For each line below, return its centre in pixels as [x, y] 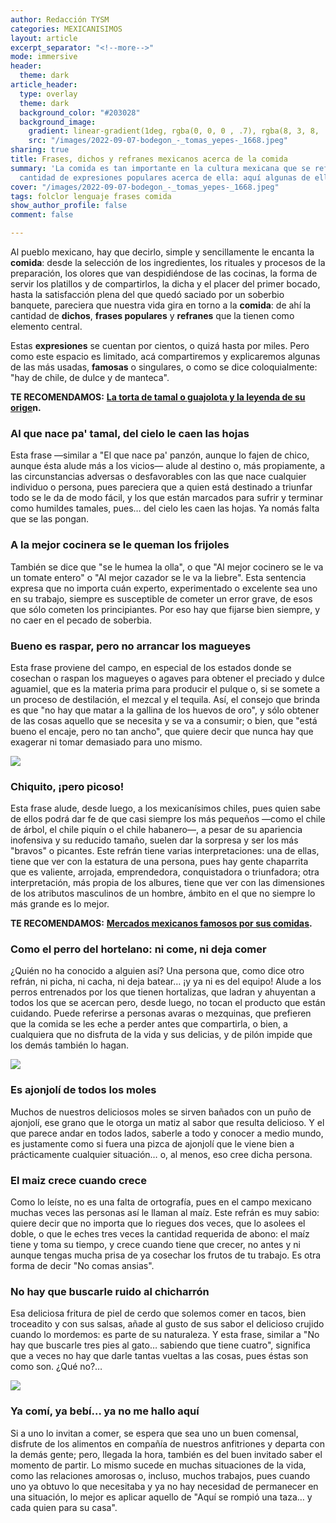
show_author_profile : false [69, 206]
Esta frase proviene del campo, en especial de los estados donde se [151, 667]
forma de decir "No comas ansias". [82, 1266]
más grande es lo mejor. [60, 904]
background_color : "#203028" [80, 112]
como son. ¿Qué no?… [56, 1367]
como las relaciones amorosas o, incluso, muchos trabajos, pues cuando [160, 1475]
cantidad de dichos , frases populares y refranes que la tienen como [152, 315]
